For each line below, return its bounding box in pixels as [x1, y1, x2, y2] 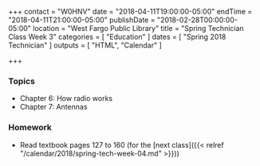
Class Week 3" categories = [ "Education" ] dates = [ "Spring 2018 [8, 32, 227, 41]
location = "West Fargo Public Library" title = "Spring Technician [33, 24, 245, 33]
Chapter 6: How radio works [19, 94, 113, 103]
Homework [8, 122, 52, 133]
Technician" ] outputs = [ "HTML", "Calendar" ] [8, 41, 162, 50]
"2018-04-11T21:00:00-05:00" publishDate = [8, 15, 156, 25]
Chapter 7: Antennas [19, 102, 88, 112]
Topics [8, 75, 36, 87]
